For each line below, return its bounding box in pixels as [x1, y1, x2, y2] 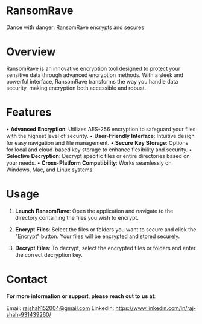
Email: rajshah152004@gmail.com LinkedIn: [6, 304, 115, 312]
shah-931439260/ [6, 311, 51, 318]
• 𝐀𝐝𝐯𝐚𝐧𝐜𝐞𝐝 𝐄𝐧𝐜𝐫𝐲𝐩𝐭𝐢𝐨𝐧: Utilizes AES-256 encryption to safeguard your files [6, 125, 196, 133]
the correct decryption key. [14, 251, 83, 258]
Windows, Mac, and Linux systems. [6, 166, 95, 173]
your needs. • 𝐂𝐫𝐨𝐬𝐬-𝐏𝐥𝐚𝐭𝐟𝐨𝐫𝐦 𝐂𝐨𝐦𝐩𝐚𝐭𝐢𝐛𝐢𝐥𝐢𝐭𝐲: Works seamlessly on [6, 159, 172, 167]
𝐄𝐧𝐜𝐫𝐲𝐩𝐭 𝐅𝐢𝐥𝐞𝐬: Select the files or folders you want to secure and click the [14, 225, 197, 233]
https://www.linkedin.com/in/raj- [115, 304, 196, 312]
